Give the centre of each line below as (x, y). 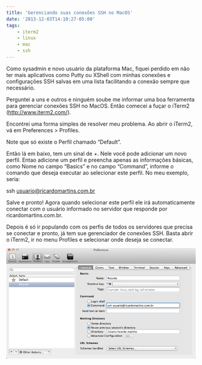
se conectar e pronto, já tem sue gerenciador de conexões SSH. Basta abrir (100, 233)
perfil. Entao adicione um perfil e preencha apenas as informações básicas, (100, 160)
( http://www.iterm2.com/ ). (38, 112)
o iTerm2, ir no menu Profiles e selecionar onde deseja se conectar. (90, 239)
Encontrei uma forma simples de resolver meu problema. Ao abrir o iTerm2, (99, 124)
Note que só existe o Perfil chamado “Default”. (64, 142)
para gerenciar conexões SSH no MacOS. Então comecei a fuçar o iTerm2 (98, 106)
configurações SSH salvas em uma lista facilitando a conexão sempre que (98, 81)
